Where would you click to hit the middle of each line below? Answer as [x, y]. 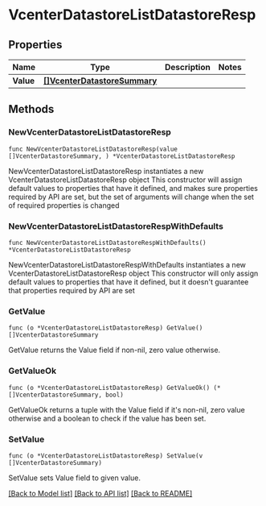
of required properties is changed [64, 205]
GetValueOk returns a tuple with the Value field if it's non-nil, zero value [127, 409]
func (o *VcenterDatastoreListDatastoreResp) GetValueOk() [109, 388]
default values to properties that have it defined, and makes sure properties [133, 188]
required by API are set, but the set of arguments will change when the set [131, 197]
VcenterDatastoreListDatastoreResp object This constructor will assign [125, 180]
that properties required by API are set [72, 290]
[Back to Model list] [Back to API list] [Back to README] [100, 493]
